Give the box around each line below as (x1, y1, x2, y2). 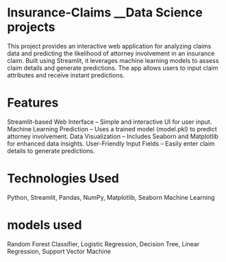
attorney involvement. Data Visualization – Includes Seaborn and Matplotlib (7, 132, 219, 140)
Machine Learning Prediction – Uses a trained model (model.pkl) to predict (7, 125, 217, 133)
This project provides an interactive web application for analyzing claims (7, 42, 212, 50)
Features (7, 95, 59, 111)
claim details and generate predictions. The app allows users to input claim (7, 64, 218, 72)
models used (7, 218, 82, 233)
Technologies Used (7, 171, 120, 186)
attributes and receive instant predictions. (7, 70, 125, 79)
